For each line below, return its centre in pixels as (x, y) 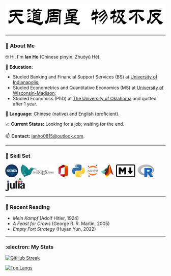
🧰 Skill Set (18, 156)
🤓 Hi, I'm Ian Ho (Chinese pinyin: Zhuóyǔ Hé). (53, 57)
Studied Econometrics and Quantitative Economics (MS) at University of (88, 88)
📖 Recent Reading (27, 207)
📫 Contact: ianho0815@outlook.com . (45, 136)
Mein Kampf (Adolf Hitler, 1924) (46, 218)
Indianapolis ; (26, 82)
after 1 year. (25, 104)
